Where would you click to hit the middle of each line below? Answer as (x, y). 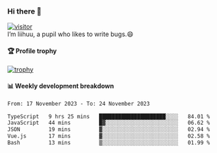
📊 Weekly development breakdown (61, 86)
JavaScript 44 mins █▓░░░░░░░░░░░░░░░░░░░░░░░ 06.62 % (109, 123)
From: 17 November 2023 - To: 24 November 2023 (79, 103)
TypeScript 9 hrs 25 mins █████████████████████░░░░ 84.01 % (109, 116)
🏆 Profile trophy (32, 51)
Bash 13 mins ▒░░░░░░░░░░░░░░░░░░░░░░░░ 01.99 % (109, 143)
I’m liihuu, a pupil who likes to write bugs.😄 (70, 34)
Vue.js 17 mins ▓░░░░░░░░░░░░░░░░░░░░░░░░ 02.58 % (109, 136)
